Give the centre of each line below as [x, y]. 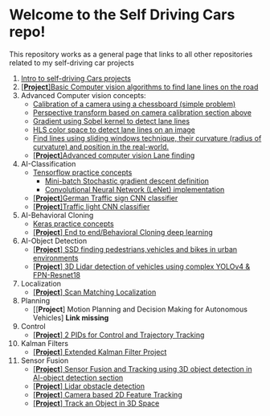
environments [55, 257]
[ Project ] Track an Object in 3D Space [96, 403]
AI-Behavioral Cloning [57, 215]
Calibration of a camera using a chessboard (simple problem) [134, 104]
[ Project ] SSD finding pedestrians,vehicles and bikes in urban [135, 249]
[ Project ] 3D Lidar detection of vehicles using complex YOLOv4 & [141, 266]
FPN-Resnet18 [57, 274]
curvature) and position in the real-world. [101, 146]
